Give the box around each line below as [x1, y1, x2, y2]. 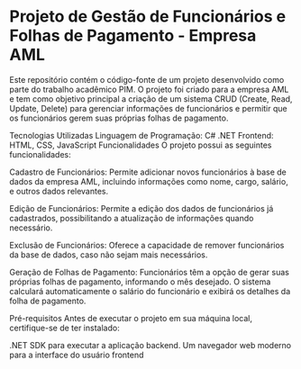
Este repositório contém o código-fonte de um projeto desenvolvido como [9, 74, 285, 85]
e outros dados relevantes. [9, 185, 109, 196]
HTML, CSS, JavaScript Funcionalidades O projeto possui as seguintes [9, 139, 272, 150]
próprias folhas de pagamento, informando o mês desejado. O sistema [9, 276, 271, 287]
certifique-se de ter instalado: [9, 322, 120, 333]
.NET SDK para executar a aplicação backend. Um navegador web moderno [9, 339, 291, 350]
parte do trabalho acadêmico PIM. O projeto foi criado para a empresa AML [9, 84, 289, 94]
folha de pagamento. [9, 295, 87, 306]
